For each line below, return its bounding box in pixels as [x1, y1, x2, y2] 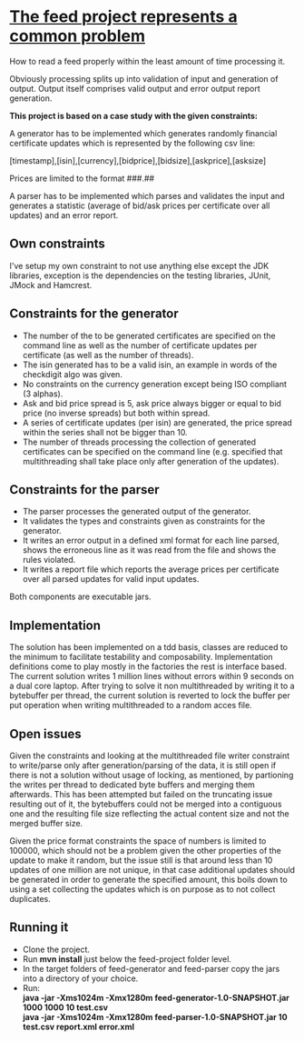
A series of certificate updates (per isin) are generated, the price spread [22, 416, 292, 428]
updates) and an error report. [9, 209, 119, 220]
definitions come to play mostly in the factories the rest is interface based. [9, 661, 288, 672]
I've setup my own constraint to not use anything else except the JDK [9, 260, 270, 271]
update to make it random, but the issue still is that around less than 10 [9, 855, 273, 866]
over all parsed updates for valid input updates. [22, 574, 200, 585]
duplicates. [9, 894, 52, 904]
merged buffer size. [9, 818, 83, 828]
